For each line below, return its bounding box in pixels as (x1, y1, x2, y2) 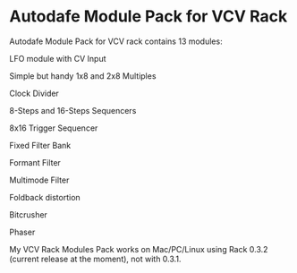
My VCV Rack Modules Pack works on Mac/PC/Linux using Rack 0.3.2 (9, 243, 268, 254)
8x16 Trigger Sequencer (9, 123, 98, 133)
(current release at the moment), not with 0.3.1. (9, 253, 182, 264)
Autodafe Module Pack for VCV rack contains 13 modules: (9, 36, 223, 47)
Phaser (9, 226, 36, 237)
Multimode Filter (9, 175, 70, 185)
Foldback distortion (9, 192, 81, 202)
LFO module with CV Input (9, 53, 106, 64)
